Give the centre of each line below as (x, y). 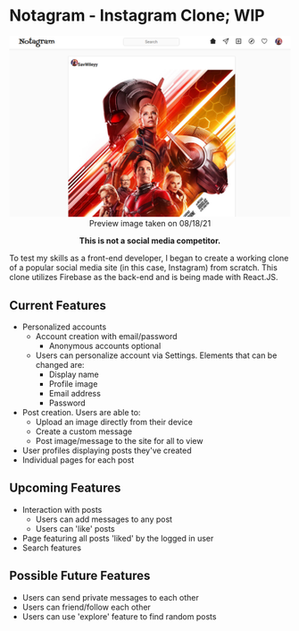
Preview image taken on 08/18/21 (150, 224)
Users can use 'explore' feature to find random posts (119, 616)
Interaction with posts (62, 509)
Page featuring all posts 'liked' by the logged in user (118, 538)
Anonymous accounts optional (105, 346)
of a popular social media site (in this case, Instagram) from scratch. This (144, 268)
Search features (52, 548)
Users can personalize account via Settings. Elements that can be (156, 355)
